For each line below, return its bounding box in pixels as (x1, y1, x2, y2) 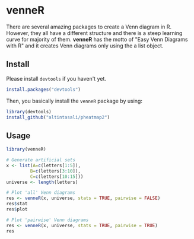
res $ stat (6, 201, 28, 207)
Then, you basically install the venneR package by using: (6, 97, 142, 104)
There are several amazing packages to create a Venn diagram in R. (6, 23, 172, 30)
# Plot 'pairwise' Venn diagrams (6, 217, 89, 223)
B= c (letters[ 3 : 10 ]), (30, 168, 81, 174)
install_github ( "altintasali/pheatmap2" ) (6, 114, 110, 120)
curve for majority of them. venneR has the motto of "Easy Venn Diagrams (6, 36, 188, 43)
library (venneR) (6, 146, 46, 152)
